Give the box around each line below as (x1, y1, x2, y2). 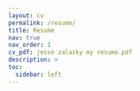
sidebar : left (15, 70, 62, 78)
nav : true (8, 33, 41, 42)
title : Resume (8, 26, 55, 34)
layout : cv (8, 11, 44, 20)
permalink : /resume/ (8, 19, 77, 27)
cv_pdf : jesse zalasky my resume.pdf (8, 48, 133, 56)
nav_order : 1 (8, 41, 51, 49)
